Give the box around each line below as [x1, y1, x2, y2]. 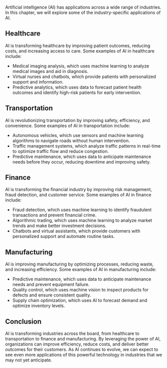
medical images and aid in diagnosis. [12, 68, 89, 74]
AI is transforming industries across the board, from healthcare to [5, 330, 140, 336]
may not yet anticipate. [5, 357, 52, 363]
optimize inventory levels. [12, 302, 65, 309]
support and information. [12, 78, 64, 84]
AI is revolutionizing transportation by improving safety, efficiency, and [5, 117, 151, 123]
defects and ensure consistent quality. [12, 292, 91, 298]
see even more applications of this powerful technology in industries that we [5, 352, 163, 358]
